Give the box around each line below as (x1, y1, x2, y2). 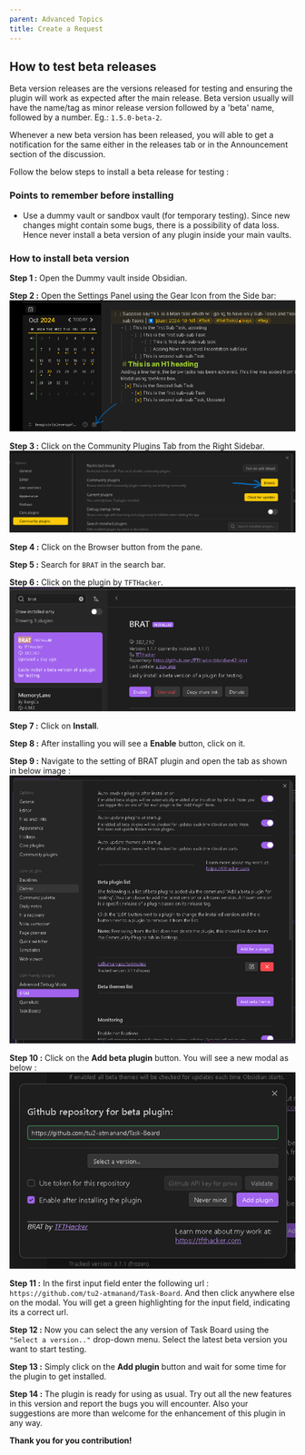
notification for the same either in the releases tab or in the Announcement (9, 139, 289, 150)
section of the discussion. (9, 149, 106, 160)
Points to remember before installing (9, 189, 174, 202)
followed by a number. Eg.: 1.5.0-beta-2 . (9, 112, 162, 123)
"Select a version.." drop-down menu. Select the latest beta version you (9, 1333, 288, 1344)
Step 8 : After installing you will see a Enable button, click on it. (9, 738, 246, 749)
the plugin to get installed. (9, 1371, 107, 1381)
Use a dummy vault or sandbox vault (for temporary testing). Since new (22, 210, 290, 221)
